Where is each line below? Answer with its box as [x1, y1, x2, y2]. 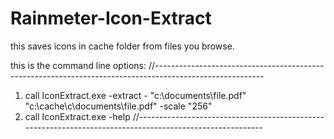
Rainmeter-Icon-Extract [10, 7, 212, 30]
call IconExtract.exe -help [24, 110, 131, 122]
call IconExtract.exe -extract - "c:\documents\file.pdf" [24, 89, 247, 101]
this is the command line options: [10, 59, 147, 71]
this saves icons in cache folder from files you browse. [10, 40, 235, 52]
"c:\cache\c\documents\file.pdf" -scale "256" [24, 100, 213, 112]
